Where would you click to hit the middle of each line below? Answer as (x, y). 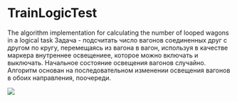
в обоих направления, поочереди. (59, 78)
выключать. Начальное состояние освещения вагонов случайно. (107, 62)
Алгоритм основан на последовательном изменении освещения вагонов (119, 70)
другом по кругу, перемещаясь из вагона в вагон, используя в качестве (118, 47)
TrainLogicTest (52, 13)
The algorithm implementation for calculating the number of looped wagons (118, 33)
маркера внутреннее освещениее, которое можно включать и (103, 55)
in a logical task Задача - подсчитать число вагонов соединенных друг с (117, 40)
